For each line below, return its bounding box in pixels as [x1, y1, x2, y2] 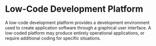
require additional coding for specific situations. [5, 35, 101, 41]
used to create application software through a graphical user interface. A [5, 24, 151, 30]
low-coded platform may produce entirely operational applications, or [5, 30, 145, 36]
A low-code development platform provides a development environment [5, 20, 150, 25]
